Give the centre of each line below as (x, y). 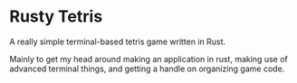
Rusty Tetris (56, 17)
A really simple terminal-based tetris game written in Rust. (118, 41)
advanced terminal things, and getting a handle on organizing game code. (147, 69)
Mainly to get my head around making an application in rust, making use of (148, 59)
